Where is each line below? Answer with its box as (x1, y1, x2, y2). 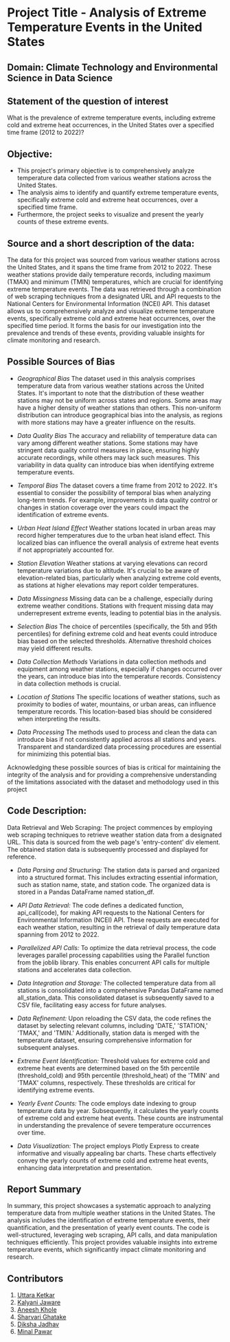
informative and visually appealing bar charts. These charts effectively (16, 1149, 217, 1157)
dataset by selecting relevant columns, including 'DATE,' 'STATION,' (16, 1021, 208, 1029)
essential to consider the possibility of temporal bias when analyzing (16, 488, 211, 496)
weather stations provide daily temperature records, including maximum (7, 270, 211, 279)
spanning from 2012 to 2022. (16, 930, 100, 938)
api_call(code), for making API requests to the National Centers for (16, 908, 205, 916)
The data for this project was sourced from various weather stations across (7, 256, 220, 264)
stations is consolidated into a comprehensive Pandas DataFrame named (16, 986, 223, 994)
